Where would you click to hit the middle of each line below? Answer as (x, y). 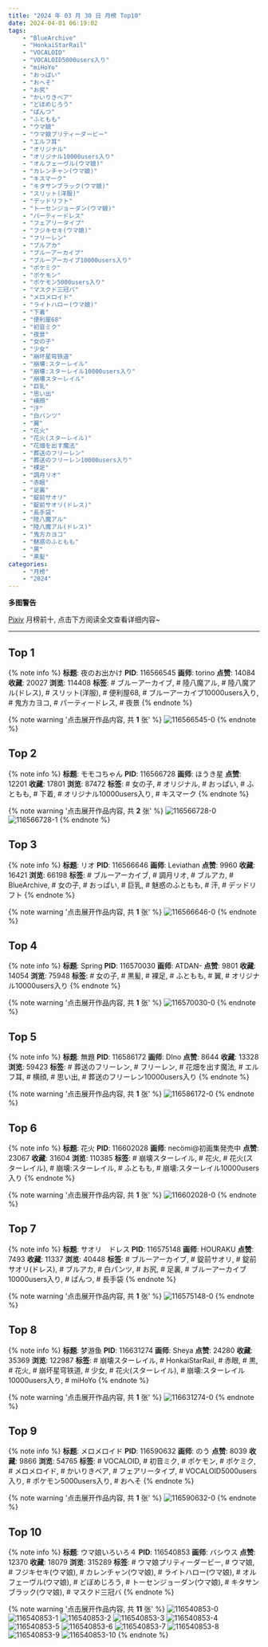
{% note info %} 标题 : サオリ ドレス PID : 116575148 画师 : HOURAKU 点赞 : (131, 1249)
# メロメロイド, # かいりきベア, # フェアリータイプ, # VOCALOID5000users (133, 1471)
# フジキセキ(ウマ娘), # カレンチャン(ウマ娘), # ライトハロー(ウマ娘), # (124, 1572)
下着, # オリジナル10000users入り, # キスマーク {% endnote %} (144, 793)
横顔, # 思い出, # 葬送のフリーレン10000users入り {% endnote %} (141, 1077)
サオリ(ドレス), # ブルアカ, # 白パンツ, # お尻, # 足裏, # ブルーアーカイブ (128, 1269)
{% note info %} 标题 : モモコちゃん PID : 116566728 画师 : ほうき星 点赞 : (125, 773)
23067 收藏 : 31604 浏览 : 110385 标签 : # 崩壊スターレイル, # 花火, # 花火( (127, 1158)
